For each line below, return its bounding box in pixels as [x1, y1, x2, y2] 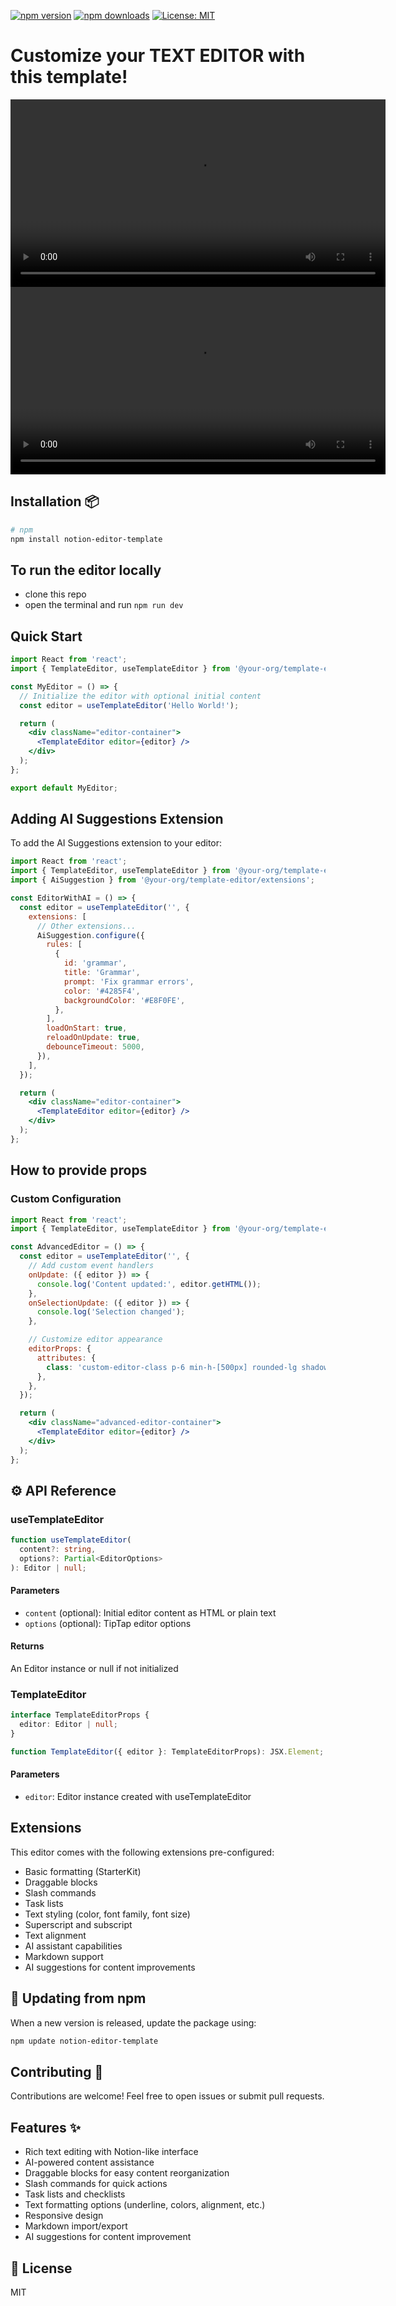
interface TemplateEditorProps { [10, 1710, 150, 1720]
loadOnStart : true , [46, 1023, 128, 1034]
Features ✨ [10, 2119, 81, 2136]
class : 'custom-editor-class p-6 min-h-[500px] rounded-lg [46, 1362, 298, 1372]
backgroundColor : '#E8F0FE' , [63, 995, 186, 1005]
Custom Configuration [10, 1192, 122, 1206]
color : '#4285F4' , [63, 986, 141, 996]
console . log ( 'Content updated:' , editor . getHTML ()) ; [36, 1279, 262, 1289]
